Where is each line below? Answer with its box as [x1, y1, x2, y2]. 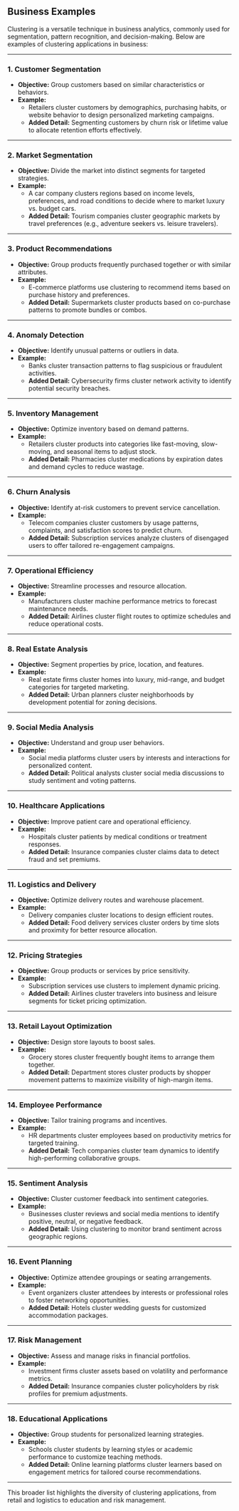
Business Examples [7, 6, 96, 18]
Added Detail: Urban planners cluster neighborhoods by [28, 690, 194, 699]
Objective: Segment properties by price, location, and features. [17, 660, 204, 669]
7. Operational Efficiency [7, 566, 94, 576]
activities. [28, 369, 57, 377]
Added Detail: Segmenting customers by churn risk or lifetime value [28, 118, 228, 127]
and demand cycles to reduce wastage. [28, 462, 144, 471]
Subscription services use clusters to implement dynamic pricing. [28, 982, 221, 990]
